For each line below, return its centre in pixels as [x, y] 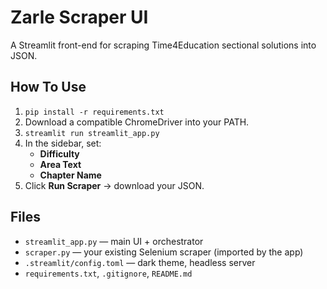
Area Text [60, 164]
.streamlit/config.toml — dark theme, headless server [140, 262]
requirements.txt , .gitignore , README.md [108, 273]
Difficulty [59, 153]
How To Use [48, 87]
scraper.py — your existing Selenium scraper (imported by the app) [164, 252]
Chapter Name [70, 175]
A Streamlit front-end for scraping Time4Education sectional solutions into [163, 45]
